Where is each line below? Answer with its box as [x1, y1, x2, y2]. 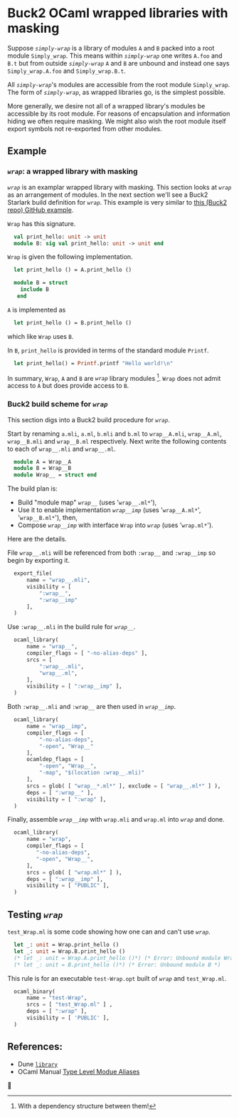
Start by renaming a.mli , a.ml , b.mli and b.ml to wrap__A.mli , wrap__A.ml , [7, 429, 222, 438]
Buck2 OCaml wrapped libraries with [7, 5, 228, 21]
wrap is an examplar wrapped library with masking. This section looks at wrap [7, 183, 232, 191]
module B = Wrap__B [14, 465, 72, 472]
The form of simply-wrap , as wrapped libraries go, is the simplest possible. [7, 88, 225, 96]
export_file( [14, 570, 53, 577]
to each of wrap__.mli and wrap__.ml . [7, 444, 116, 453]
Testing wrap [7, 908, 63, 921]
